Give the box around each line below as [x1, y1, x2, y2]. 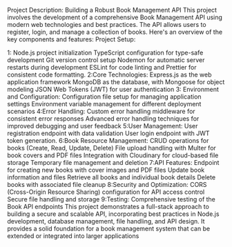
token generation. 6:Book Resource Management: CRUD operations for [7, 137, 209, 144]
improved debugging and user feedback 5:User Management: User [7, 122, 198, 130]
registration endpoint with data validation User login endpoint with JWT [7, 129, 210, 137]
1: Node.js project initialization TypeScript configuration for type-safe [7, 48, 204, 57]
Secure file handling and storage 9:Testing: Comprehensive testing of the [7, 195, 216, 203]
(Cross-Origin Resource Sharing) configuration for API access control [7, 188, 205, 196]
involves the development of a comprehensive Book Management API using [7, 13, 223, 21]
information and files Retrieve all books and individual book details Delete [7, 173, 216, 181]
